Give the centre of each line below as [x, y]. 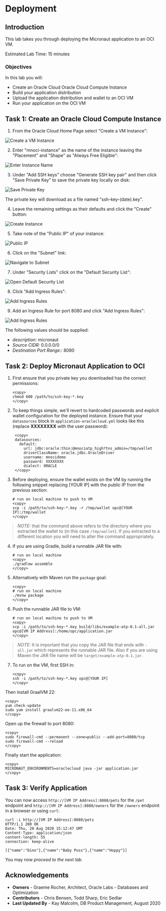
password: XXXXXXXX [44, 461]
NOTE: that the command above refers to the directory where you [84, 525]
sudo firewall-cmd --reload [34, 741]
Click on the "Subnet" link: [39, 253]
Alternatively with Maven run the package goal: [59, 577]
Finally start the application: [33, 755]
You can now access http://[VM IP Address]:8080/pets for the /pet [75, 800]
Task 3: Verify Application [46, 788]
